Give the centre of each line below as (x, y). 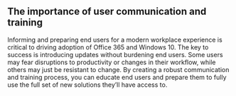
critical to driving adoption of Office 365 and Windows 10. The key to (108, 47)
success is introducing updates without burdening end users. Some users (115, 54)
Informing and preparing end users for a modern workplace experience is (115, 40)
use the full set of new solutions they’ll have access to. (87, 85)
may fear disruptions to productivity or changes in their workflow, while (112, 62)
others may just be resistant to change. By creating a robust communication (118, 69)
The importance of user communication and (107, 12)
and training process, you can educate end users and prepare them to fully (117, 77)
